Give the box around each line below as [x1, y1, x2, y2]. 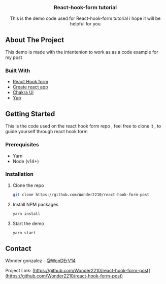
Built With [5, 67, 30, 74]
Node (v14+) [12, 158, 39, 164]
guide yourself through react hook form [5, 129, 88, 135]
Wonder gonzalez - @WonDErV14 [5, 258, 76, 264]
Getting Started [5, 109, 55, 118]
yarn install [12, 211, 41, 216]
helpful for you [70, 21, 101, 27]
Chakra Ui [12, 89, 34, 96]
